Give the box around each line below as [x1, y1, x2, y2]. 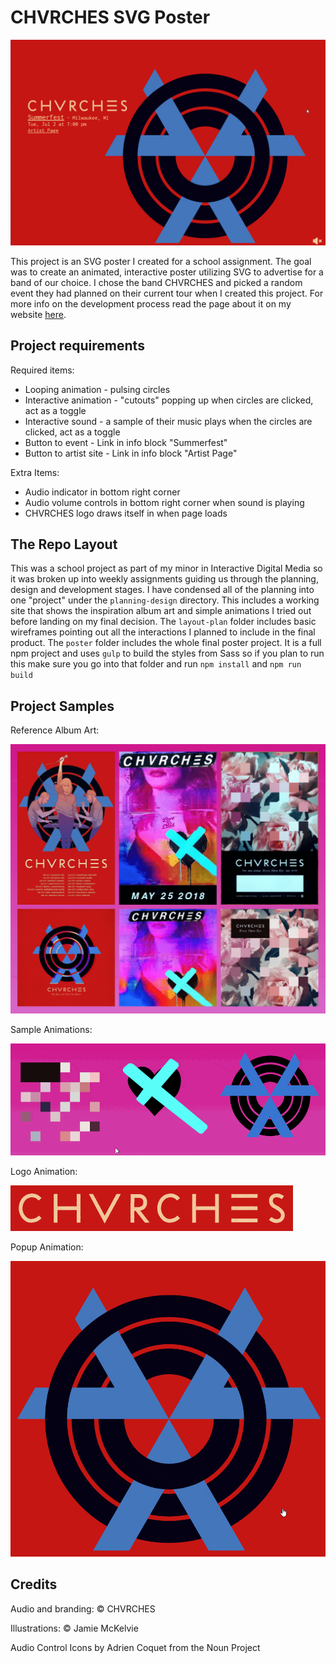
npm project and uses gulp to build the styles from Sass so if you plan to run [10, 647, 325, 660]
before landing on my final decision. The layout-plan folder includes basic [10, 616, 317, 628]
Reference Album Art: [10, 724, 100, 736]
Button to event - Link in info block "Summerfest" [24, 436, 228, 448]
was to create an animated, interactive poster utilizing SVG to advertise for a [10, 266, 324, 278]
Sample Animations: [10, 1023, 93, 1035]
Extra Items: [10, 466, 60, 478]
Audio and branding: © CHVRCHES [10, 1602, 156, 1615]
